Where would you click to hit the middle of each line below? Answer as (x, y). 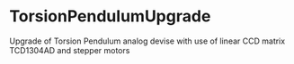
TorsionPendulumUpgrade (110, 16)
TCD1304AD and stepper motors (70, 50)
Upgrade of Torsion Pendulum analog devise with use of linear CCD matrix (147, 41)
